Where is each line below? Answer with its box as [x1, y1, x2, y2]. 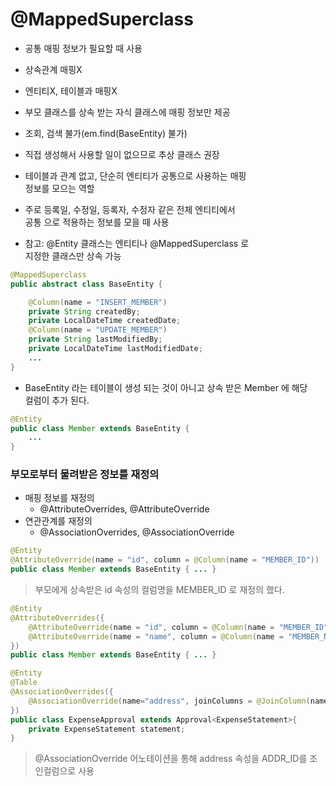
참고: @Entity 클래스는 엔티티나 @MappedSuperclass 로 [24, 237, 250, 249]
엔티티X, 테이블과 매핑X [24, 84, 118, 97]
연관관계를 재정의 [24, 515, 93, 527]
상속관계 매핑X [24, 63, 83, 75]
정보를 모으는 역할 [24, 182, 95, 194]
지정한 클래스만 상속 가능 [24, 249, 122, 262]
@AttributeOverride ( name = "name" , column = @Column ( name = [28, 631, 284, 642]
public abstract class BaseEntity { [10, 279, 163, 289]
